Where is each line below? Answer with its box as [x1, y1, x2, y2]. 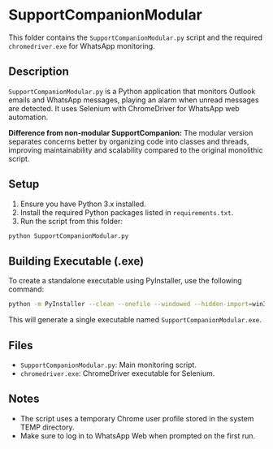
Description [8, 65, 69, 79]
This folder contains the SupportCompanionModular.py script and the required [8, 32, 262, 42]
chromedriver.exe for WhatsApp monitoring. [8, 41, 156, 50]
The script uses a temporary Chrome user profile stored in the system [19, 413, 254, 423]
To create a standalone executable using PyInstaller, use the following [8, 276, 242, 286]
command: [8, 284, 45, 294]
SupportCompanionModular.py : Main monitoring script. [19, 360, 197, 369]
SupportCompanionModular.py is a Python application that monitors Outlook [8, 86, 256, 96]
